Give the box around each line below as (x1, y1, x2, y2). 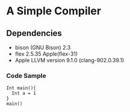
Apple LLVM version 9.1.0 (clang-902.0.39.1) (14, 57, 125, 63)
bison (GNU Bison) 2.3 (14, 44, 71, 51)
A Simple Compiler (6, 4, 101, 18)
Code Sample (6, 71, 46, 80)
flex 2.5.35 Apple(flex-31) (14, 50, 78, 57)
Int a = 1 (11, 90, 36, 96)
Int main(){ (6, 85, 36, 91)
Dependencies (6, 28, 62, 38)
